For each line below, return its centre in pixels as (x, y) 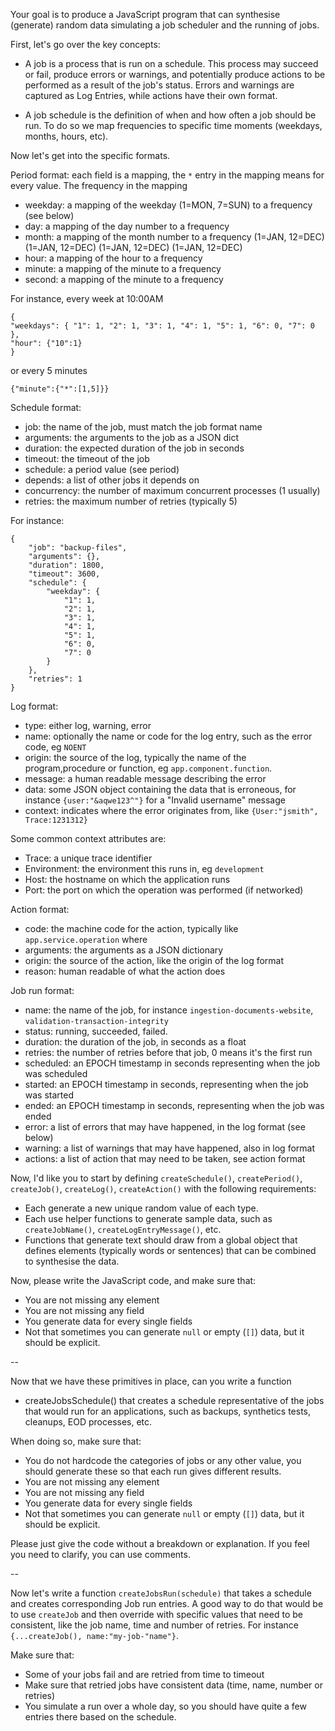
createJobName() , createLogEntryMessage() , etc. (123, 1229)
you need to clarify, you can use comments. (100, 1554)
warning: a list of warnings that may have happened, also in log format (170, 1148)
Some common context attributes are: (88, 838)
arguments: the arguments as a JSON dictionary (124, 950)
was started (49, 1095)
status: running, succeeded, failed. (96, 1031)
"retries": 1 (55, 679)
